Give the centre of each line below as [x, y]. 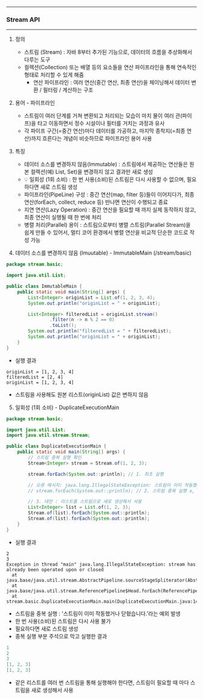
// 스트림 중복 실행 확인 [55, 458]
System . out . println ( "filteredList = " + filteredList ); [100, 331]
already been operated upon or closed [55, 570]
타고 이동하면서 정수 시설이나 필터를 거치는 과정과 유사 [101, 123]
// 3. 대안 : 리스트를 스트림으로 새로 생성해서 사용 [85, 502]
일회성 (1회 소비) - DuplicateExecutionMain [67, 407]
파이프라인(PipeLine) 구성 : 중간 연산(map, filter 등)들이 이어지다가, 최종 [109, 195]
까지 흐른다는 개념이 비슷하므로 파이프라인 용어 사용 [92, 139]
